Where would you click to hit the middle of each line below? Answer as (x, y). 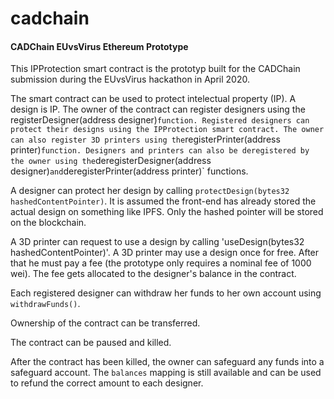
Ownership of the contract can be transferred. (105, 323)
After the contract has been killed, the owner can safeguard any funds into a (167, 362)
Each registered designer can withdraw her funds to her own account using (166, 293)
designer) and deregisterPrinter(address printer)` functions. (129, 171)
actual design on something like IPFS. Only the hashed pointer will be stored (167, 212)
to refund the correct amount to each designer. (107, 383)
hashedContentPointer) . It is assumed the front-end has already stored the (163, 201)
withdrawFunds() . (45, 304)
